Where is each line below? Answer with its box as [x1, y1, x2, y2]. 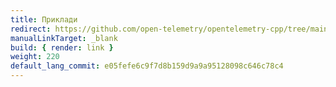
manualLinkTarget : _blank [10, 33, 118, 43]
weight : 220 [10, 52, 60, 62]
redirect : [10, 24, 52, 34]
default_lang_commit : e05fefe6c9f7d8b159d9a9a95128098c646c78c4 [10, 61, 284, 71]
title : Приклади [10, 14, 78, 25]
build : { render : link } [10, 42, 114, 53]
